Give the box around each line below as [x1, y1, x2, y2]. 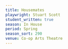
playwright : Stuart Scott [5, 12, 60, 17]
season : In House [5, 21, 42, 27]
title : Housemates [5, 7, 44, 13]
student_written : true [5, 17, 54, 22]
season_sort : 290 [5, 31, 42, 36]
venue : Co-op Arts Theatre [5, 36, 63, 41]
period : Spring [5, 27, 38, 32]
